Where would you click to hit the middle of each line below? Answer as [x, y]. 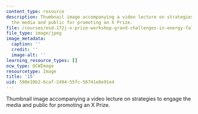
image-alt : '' [29, 55]
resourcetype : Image [32, 71]
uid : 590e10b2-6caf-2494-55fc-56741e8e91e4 [60, 82]
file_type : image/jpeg [34, 33]
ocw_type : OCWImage [30, 66]
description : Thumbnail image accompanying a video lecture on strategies [100, 17]
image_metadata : [26, 39]
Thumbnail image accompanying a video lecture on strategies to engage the [99, 99]
